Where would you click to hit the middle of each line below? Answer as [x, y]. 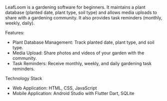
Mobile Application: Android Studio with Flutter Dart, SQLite [73, 93]
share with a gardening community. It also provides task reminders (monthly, [84, 18]
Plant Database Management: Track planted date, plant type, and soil [83, 42]
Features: [15, 33]
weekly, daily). [20, 23]
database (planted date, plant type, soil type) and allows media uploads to [81, 12]
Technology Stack [24, 78]
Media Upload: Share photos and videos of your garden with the [78, 53]
